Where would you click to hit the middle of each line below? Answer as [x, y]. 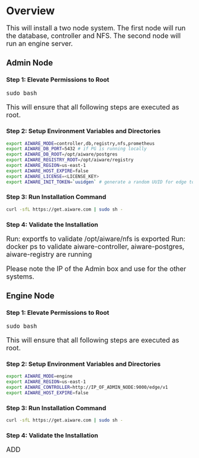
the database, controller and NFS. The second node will [94, 36]
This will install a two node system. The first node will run [96, 28]
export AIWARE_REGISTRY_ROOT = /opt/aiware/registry [70, 160]
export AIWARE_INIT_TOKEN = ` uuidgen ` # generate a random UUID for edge [96, 182]
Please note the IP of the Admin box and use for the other [96, 269]
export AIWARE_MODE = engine [39, 376]
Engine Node [30, 296]
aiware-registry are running [49, 254]
